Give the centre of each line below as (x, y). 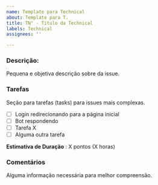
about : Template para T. (37, 17)
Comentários (26, 162)
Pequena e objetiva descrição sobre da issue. (63, 74)
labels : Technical (29, 29)
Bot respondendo (36, 121)
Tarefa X (26, 128)
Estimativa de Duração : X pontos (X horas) (61, 146)
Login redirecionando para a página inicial (67, 114)
